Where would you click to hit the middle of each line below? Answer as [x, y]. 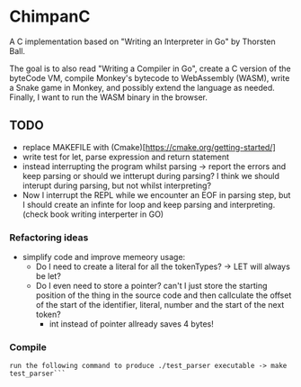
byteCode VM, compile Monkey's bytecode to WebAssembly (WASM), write [150, 77]
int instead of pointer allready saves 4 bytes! [131, 324]
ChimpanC [50, 17]
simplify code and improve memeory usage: [104, 257]
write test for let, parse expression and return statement [126, 157]
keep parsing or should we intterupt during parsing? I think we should [151, 175]
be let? [48, 276]
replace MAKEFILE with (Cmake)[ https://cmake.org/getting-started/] [149, 147]
